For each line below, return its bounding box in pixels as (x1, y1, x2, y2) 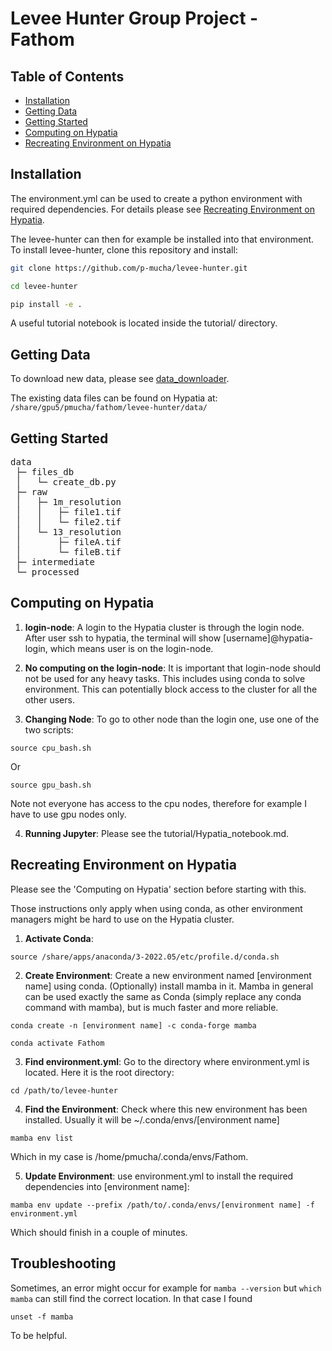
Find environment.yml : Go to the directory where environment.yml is (24, 1055, 310, 1067)
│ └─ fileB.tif (15, 547, 122, 558)
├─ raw (15, 487, 48, 498)
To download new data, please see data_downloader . (10, 373, 230, 385)
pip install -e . (10, 299, 83, 309)
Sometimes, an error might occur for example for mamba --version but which (10, 1282, 322, 1294)
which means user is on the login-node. (49, 642, 214, 654)
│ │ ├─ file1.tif (15, 507, 122, 518)
